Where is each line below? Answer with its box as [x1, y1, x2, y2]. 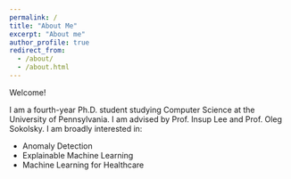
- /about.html [17, 63, 70, 72]
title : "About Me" [9, 21, 78, 30]
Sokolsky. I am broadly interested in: [9, 123, 143, 134]
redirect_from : [9, 46, 66, 55]
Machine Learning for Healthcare [21, 159, 145, 170]
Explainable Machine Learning [21, 150, 134, 160]
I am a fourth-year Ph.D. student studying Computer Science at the [9, 104, 256, 115]
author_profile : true [9, 37, 90, 47]
